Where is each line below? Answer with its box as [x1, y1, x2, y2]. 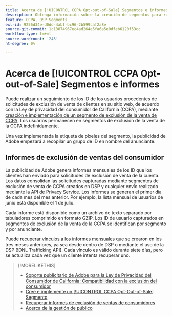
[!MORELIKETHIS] [17, 262, 56, 268]
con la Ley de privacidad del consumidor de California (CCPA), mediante [5, 106, 158, 113]
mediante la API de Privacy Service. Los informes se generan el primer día [5, 189, 162, 195]
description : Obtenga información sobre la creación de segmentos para [5, 12, 161, 17]
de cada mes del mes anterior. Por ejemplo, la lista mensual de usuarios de [5, 194, 163, 200]
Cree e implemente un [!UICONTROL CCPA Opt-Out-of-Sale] [25, 288, 154, 294]
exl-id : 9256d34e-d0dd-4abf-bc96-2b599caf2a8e [5, 22, 106, 27]
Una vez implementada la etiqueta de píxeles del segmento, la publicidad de [5, 133, 166, 139]
